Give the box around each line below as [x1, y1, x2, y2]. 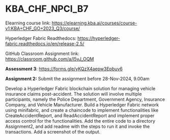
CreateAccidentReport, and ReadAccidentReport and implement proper [5, 113, 155, 119]
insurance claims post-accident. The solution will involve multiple [5, 91, 142, 97]
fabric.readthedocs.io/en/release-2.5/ [5, 40, 84, 46]
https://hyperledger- [77, 35, 121, 41]
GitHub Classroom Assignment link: [5, 50, 80, 57]
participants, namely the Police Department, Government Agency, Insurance [5, 96, 165, 102]
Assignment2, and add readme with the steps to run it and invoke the [5, 123, 150, 129]
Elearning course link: [5, 20, 51, 26]
